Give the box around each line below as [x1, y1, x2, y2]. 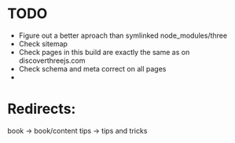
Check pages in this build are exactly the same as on [18, 47, 190, 57]
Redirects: [7, 100, 76, 118]
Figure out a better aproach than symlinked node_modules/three [18, 31, 228, 40]
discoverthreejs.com [18, 56, 86, 65]
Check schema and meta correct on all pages [18, 64, 167, 73]
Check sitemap [18, 38, 68, 48]
